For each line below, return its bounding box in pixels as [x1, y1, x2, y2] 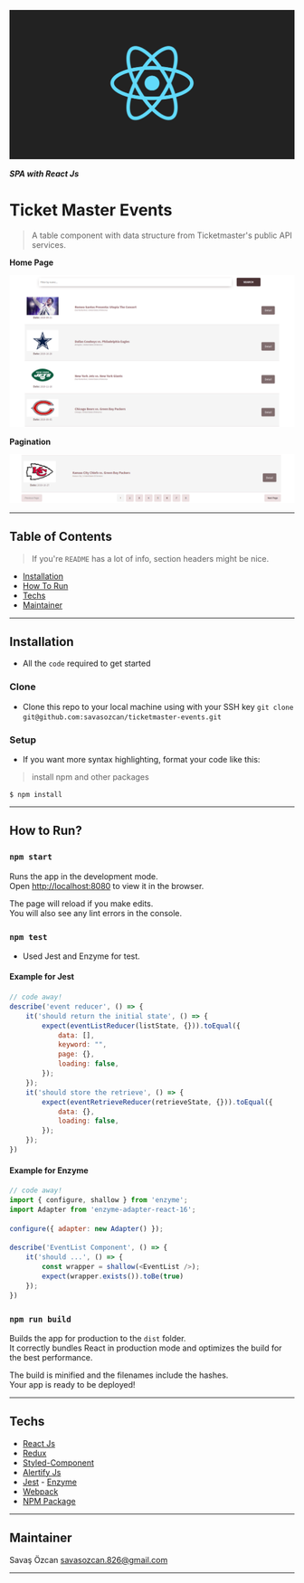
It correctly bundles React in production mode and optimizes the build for [9, 1342, 282, 1353]
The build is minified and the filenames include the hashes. [9, 1370, 229, 1380]
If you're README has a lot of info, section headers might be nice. [31, 553, 270, 564]
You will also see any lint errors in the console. [9, 907, 183, 918]
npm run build [9, 1313, 71, 1324]
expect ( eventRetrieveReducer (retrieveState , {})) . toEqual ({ [42, 1097, 273, 1106]
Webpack [22, 1485, 59, 1497]
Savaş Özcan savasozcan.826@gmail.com [9, 1554, 168, 1565]
